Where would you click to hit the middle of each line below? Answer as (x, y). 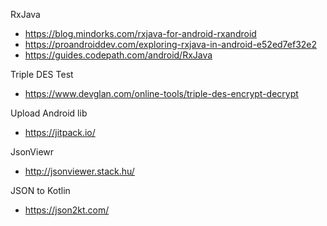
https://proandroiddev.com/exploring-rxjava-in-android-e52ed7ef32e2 (171, 44)
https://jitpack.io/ (60, 132)
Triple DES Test (42, 74)
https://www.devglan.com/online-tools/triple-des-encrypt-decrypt (161, 93)
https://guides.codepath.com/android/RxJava (118, 55)
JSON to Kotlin (40, 190)
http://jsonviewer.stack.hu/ (79, 171)
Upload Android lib (49, 113)
